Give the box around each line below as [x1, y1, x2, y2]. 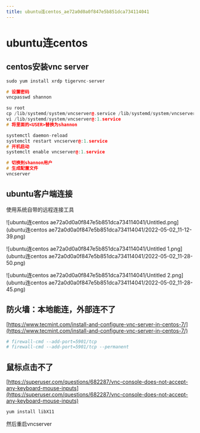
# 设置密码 [6, 89, 30, 95]
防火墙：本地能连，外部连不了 [6, 305, 116, 315]
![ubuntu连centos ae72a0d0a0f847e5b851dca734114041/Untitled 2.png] [6, 271, 183, 279]
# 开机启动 [6, 144, 30, 150]
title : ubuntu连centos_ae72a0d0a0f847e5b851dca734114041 [6, 8, 150, 15]
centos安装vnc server [6, 62, 89, 72]
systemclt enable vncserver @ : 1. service [6, 149, 105, 155]
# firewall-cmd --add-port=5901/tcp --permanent [6, 344, 129, 350]
